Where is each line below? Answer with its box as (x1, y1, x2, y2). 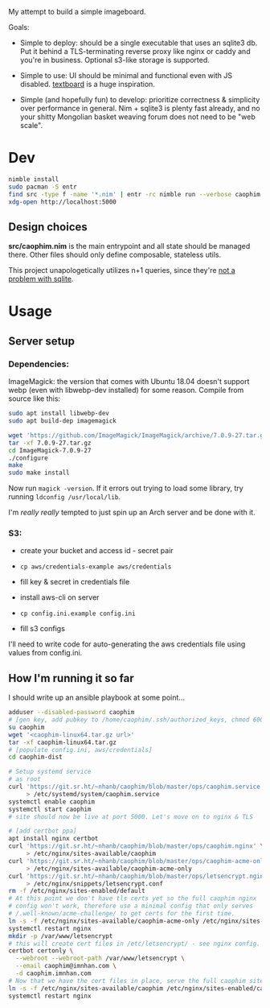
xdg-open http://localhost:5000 (8, 197, 117, 206)
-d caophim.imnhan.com (15, 969, 92, 977)
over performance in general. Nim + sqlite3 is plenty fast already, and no (19, 104, 260, 113)
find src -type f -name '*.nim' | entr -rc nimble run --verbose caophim (8, 190, 261, 198)
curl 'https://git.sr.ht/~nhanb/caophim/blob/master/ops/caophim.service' (8, 783, 264, 791)
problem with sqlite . (8, 274, 74, 284)
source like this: (8, 394, 61, 403)
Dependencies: (8, 358, 70, 370)
